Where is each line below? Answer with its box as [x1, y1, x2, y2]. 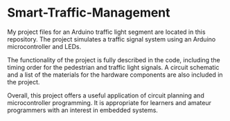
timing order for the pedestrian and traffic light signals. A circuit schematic [7, 63, 220, 71]
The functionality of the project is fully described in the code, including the [7, 55, 220, 64]
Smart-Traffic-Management [7, 5, 171, 21]
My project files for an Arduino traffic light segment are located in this [7, 28, 206, 36]
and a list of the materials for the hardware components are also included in [7, 71, 223, 79]
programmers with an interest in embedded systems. [7, 106, 158, 114]
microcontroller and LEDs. [7, 42, 82, 50]
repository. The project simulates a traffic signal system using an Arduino [7, 35, 216, 43]
